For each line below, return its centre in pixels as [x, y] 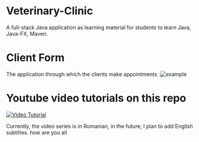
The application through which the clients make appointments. [83, 74]
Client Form [35, 58]
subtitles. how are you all [37, 132]
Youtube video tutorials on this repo [96, 98]
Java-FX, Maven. [27, 33]
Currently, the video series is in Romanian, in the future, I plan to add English [99, 126]
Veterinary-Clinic [50, 11]
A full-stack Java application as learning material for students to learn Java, [99, 27]
